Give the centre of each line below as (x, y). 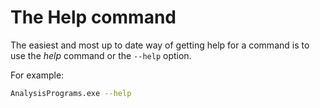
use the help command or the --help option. (101, 55)
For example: (37, 75)
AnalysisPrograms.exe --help (71, 93)
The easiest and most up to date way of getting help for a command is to (160, 45)
